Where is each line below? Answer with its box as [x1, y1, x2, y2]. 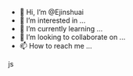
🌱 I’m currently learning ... [19, 24, 103, 33]
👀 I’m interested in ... [19, 16, 86, 25]
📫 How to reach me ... [19, 42, 92, 50]
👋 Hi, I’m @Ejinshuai [19, 8, 84, 16]
